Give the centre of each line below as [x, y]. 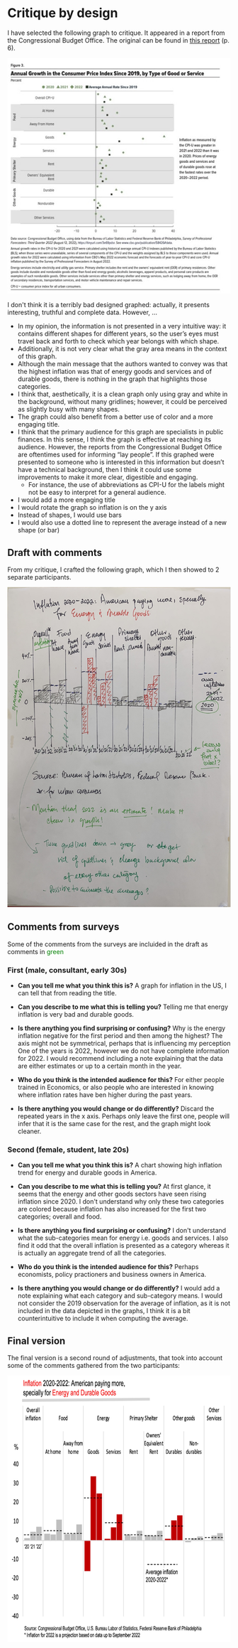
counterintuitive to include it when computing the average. [103, 1318]
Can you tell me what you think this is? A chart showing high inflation [120, 1165]
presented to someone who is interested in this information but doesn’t [121, 462]
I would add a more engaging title [66, 500]
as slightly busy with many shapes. [69, 410]
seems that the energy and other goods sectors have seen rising [112, 1194]
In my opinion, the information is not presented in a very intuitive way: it [122, 326]
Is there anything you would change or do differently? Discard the [116, 1109]
